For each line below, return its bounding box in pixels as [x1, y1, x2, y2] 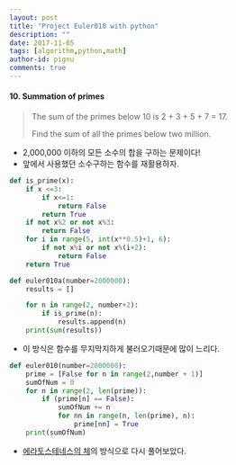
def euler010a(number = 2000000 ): [9, 276, 131, 285]
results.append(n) [57, 317, 127, 326]
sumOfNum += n [57, 403, 111, 412]
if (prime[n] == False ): [41, 395, 135, 404]
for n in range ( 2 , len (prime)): [25, 386, 147, 396]
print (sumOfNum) [25, 428, 87, 437]
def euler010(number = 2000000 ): [9, 361, 127, 370]
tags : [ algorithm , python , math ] [9, 47, 127, 56]
